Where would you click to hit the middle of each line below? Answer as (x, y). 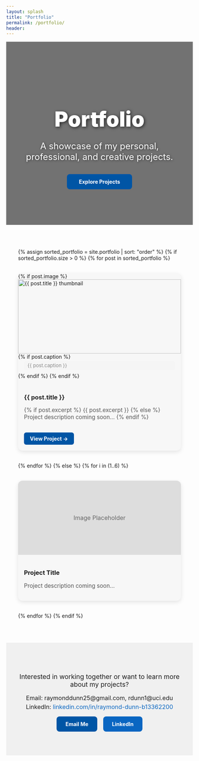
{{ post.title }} (44, 397)
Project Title (42, 573)
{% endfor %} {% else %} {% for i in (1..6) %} (73, 466)
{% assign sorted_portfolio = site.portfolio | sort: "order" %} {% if (97, 251)
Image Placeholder (99, 518)
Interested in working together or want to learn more (99, 677)
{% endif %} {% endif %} (49, 376)
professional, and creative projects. (99, 157)
